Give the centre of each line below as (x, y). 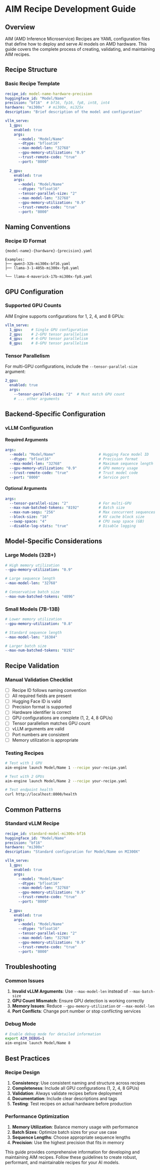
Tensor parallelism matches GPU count (51, 723)
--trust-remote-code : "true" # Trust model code (74, 473)
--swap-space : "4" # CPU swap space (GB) (77, 522)
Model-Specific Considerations (54, 541)
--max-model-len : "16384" (31, 637)
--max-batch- (142, 992)
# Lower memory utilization (34, 619)
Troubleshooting (31, 967)
